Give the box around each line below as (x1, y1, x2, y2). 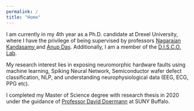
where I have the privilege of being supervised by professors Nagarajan (6, 37, 182, 44)
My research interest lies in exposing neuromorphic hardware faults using (6, 61, 186, 68)
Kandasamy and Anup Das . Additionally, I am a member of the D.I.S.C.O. (6, 43, 182, 50)
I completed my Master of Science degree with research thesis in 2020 (6, 91, 179, 99)
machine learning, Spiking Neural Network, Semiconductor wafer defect (6, 67, 182, 74)
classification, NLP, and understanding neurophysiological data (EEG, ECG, (6, 74, 189, 81)
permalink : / (6, 8, 38, 15)
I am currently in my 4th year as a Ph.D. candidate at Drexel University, (6, 30, 179, 37)
